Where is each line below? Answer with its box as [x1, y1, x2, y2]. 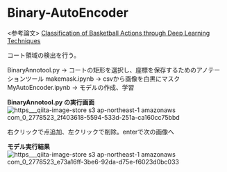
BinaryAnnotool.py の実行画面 [7, 97, 95, 106]
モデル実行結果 [7, 142, 50, 150]
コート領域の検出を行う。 [7, 51, 81, 59]
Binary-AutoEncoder [7, 5, 128, 21]
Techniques [7, 36, 41, 45]
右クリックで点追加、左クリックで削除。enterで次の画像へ [7, 127, 175, 136]
